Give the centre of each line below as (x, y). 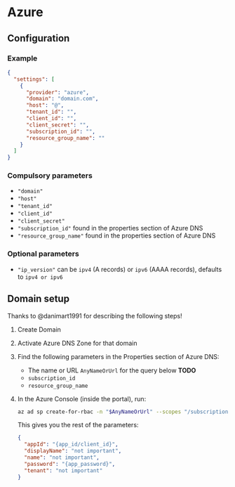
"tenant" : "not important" (63, 470)
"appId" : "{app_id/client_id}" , (71, 444)
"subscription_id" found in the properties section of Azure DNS (110, 228)
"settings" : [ (34, 79)
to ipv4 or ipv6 (40, 277)
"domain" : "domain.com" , (62, 99)
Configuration (39, 38)
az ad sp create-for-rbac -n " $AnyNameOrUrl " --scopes (99, 412)
